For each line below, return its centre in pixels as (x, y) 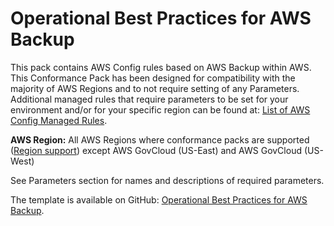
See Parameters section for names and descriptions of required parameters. (167, 180)
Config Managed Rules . (59, 120)
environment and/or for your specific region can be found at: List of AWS (160, 109)
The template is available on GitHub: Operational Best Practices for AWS (159, 199)
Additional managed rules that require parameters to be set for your (149, 99)
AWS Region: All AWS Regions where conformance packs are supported (160, 139)
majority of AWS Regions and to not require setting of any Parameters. (155, 88)
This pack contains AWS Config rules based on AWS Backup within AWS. (161, 67)
